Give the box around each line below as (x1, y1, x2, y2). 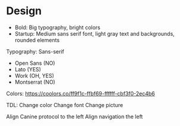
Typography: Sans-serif (6, 48, 64, 55)
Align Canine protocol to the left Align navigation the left (6, 113, 143, 120)
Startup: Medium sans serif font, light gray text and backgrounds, (14, 30, 175, 37)
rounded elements (14, 36, 60, 43)
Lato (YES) (14, 65, 42, 73)
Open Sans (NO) (14, 59, 55, 67)
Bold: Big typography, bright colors (14, 24, 101, 31)
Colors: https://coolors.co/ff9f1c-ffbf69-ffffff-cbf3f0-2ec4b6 (6, 90, 156, 97)
